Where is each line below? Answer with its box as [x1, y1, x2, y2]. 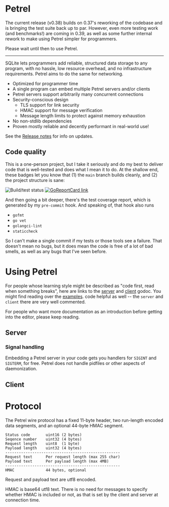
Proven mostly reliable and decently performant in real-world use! [12, 123, 149, 129]
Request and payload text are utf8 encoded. [5, 476, 97, 482]
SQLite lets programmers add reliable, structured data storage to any [5, 60, 148, 66]
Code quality [5, 148, 46, 156]
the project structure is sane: [5, 177, 65, 183]
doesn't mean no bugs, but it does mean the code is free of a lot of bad [5, 243, 153, 249]
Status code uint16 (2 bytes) [5, 432, 82, 437]
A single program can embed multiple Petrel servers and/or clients [12, 86, 150, 92]
